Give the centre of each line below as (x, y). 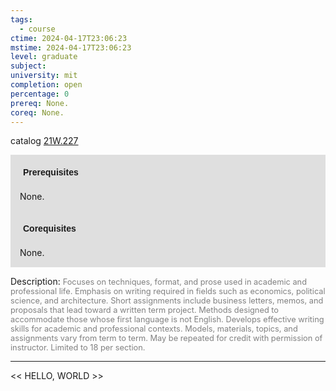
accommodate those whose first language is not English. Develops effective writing (167, 319)
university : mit (44, 76)
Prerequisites (51, 172)
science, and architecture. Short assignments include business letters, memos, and (167, 301)
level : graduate (44, 57)
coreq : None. (37, 112)
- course (37, 29)
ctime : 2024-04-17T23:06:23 (69, 38)
